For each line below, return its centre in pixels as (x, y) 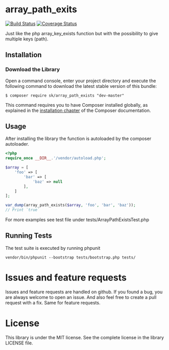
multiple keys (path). (27, 39)
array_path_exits (41, 9)
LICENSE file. (19, 343)
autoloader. (17, 144)
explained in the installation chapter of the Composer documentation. (78, 110)
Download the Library (33, 69)
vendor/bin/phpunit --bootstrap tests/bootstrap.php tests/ (71, 257)
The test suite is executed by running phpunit (53, 248)
